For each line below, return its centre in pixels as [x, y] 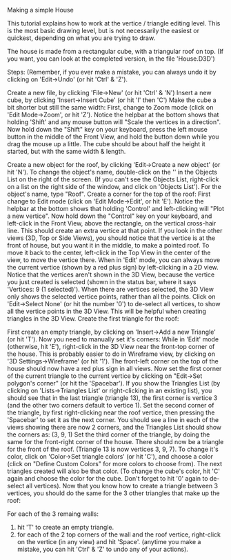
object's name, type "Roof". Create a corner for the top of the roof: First [109, 194]
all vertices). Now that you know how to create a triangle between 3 [122, 486]
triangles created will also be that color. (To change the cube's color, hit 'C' [114, 471]
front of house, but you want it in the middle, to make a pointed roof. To [108, 245]
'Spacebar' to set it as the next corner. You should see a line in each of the [113, 420]
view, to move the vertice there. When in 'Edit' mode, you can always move [114, 260]
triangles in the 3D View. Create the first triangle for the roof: [93, 319]
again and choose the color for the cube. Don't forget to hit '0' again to [108, 478]
